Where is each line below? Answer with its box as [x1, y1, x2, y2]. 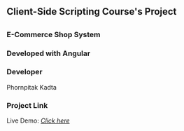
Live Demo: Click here [6, 116, 70, 125]
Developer [6, 67, 43, 77]
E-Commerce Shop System [6, 29, 101, 39]
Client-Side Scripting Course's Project [6, 6, 177, 18]
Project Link [6, 100, 48, 110]
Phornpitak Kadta [6, 83, 57, 91]
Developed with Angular [6, 48, 91, 58]
